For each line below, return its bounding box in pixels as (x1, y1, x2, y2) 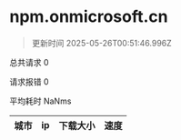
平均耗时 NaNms (9, 95, 72, 106)
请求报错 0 (9, 75, 49, 87)
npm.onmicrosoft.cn (9, 6, 168, 27)
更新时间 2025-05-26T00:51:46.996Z (31, 37, 173, 48)
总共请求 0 (9, 56, 49, 67)
